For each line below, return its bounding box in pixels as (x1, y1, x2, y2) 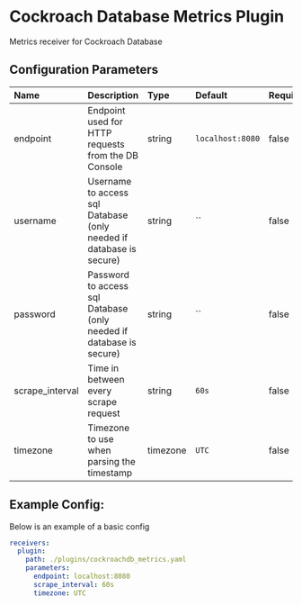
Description (87, 88, 139, 101)
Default (194, 88, 227, 101)
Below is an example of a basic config (9, 520, 150, 532)
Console (87, 160, 123, 173)
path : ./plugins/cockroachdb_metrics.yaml (25, 555, 187, 564)
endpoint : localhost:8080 (32, 572, 130, 582)
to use (87, 432, 114, 445)
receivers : (9, 538, 50, 547)
